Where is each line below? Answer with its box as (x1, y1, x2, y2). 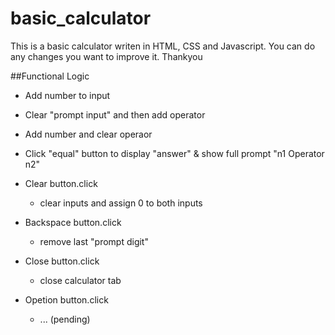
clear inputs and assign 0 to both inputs (39, 197, 203, 209)
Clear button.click (24, 177, 98, 189)
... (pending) (39, 313, 91, 325)
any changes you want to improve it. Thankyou (10, 50, 203, 62)
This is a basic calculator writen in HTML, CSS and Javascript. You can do (10, 40, 316, 52)
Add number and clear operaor (24, 128, 153, 140)
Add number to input (24, 89, 111, 101)
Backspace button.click (24, 216, 122, 228)
